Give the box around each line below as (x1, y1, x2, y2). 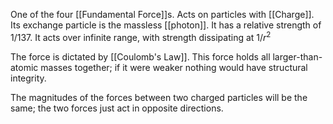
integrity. (10, 72, 47, 84)
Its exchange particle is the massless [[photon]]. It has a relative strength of (10, 19, 322, 31)
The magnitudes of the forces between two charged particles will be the (10, 91, 308, 103)
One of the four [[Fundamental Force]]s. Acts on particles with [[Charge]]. (10, 9, 315, 20)
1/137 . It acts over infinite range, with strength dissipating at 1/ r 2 (10, 30, 272, 43)
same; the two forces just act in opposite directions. (10, 102, 224, 114)
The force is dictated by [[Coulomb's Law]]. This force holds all (10, 50, 271, 63)
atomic (10, 61, 39, 73)
